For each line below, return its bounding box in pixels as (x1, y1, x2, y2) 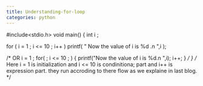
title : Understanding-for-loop (6, 8, 85, 15)
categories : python (6, 14, 56, 20)
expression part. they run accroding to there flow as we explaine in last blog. (6, 67, 198, 74)
